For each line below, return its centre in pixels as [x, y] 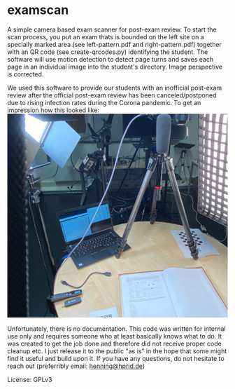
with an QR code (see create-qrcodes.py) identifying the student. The [108, 52]
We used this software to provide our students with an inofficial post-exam [115, 88]
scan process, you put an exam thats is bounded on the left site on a [106, 36]
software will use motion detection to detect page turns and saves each [111, 59]
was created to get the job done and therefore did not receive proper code [114, 344]
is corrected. [26, 74]
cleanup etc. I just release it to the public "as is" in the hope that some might [117, 351]
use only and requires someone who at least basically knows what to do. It [115, 336]
